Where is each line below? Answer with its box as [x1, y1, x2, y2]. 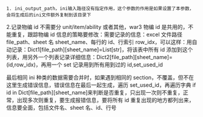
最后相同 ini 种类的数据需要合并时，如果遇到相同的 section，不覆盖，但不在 [6, 74, 195, 81]
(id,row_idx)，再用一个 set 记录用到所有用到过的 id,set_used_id [6, 61, 163, 68]
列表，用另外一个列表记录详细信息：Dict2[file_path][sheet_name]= [6, 54, 173, 60]
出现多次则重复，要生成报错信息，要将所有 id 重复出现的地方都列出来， [16, 96, 195, 104]
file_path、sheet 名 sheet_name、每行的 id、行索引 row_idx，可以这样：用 [6, 39, 192, 45]
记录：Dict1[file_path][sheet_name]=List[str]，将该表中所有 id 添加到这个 [11, 46, 193, 53]
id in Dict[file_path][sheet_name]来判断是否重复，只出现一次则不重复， [6, 89, 184, 96]
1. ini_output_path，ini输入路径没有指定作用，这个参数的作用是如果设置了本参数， [6, 5, 195, 11]
